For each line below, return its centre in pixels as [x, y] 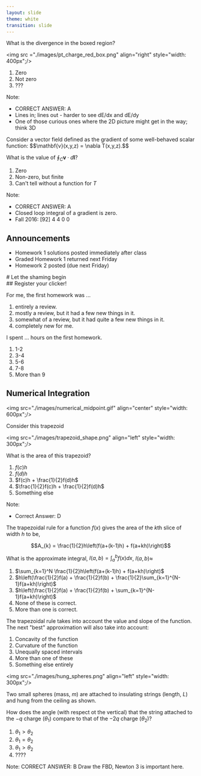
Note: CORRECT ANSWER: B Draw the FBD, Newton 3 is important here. [95, 767]
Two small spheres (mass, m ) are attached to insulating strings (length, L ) [97, 694]
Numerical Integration [48, 393]
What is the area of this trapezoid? [49, 456]
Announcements [38, 238]
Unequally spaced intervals [49, 652]
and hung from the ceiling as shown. [51, 701]
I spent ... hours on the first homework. [54, 337]
